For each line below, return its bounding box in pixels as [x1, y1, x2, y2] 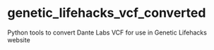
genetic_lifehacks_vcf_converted [7, 5, 206, 21]
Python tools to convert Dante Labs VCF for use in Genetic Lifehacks [7, 28, 207, 37]
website [7, 35, 30, 44]
